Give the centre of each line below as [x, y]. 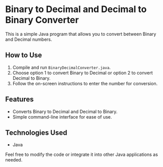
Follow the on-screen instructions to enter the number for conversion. [85, 83]
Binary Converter [42, 20]
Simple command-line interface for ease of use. [62, 117]
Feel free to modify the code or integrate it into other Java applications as [82, 154]
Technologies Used [36, 132]
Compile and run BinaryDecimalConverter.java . [62, 67]
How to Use [24, 55]
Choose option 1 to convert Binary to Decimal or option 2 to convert [83, 73]
